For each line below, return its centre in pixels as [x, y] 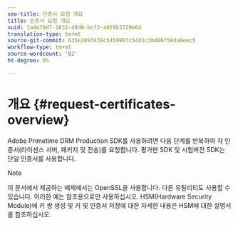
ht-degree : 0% [29, 61]
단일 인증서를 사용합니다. [42, 159]
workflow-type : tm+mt [40, 47]
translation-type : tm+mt [44, 34]
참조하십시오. [33, 214]
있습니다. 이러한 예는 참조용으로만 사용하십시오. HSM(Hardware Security [110, 196]
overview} [38, 120]
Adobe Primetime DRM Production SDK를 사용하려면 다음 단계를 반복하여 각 [115, 141]
